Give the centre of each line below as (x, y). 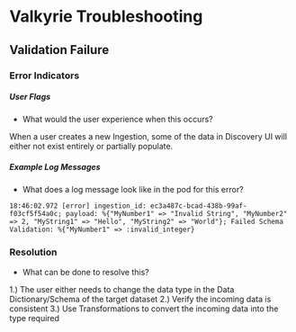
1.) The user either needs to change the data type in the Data (122, 289)
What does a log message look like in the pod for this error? (133, 190)
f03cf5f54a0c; (36, 214)
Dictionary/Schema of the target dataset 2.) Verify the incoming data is (140, 299)
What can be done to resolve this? (86, 272)
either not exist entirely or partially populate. (91, 147)
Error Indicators (45, 76)
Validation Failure (59, 50)
